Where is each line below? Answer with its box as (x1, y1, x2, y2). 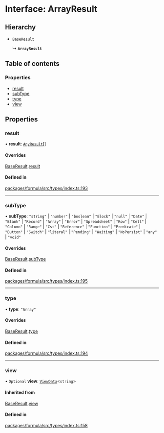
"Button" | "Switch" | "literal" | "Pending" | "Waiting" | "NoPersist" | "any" (5, 229, 157, 235)
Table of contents (5, 60, 60, 68)
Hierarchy (5, 23, 36, 31)
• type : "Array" (5, 306, 36, 312)
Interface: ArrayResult (5, 3, 98, 15)
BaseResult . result (5, 163, 41, 169)
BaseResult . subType (5, 256, 46, 262)
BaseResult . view (5, 400, 39, 406)
